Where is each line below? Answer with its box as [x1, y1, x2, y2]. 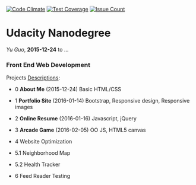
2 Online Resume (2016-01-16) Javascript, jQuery [14, 115, 137, 122]
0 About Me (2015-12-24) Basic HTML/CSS [14, 86, 122, 93]
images [14, 104, 33, 111]
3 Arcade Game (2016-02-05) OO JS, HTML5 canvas [14, 126, 146, 133]
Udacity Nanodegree [6, 27, 111, 40]
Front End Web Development [6, 60, 91, 69]
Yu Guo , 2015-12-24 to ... [6, 46, 69, 53]
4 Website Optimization [14, 138, 72, 145]
